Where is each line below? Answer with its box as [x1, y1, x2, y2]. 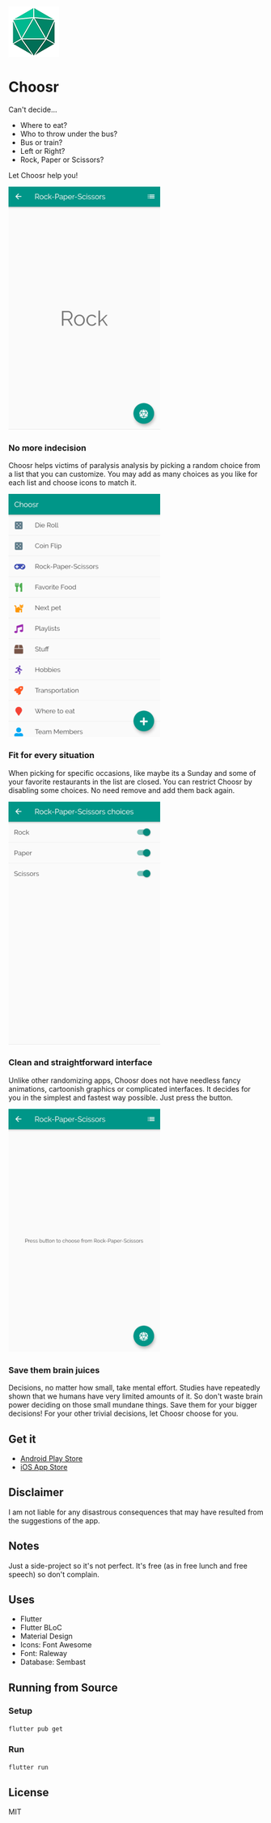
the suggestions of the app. [8, 1515, 100, 1525]
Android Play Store [19, 1453, 83, 1463]
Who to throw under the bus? [19, 129, 118, 138]
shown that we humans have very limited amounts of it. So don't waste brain [8, 1391, 263, 1401]
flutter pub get [8, 1725, 63, 1733]
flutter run [8, 1764, 49, 1772]
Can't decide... [8, 104, 58, 114]
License [8, 1785, 49, 1800]
